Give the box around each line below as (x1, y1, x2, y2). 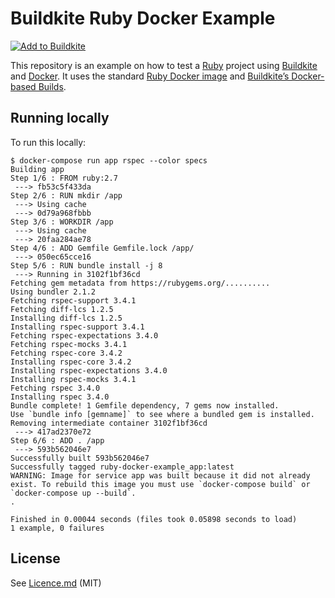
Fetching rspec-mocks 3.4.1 (10, 339, 128, 349)
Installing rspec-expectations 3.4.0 (10, 365, 168, 376)
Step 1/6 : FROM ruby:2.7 (10, 173, 118, 183)
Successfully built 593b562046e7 (10, 453, 150, 463)
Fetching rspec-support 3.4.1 (10, 295, 137, 306)
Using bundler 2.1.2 (10, 287, 97, 297)
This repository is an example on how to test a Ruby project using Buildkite (10, 59, 318, 71)
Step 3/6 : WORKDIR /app (10, 217, 114, 227)
